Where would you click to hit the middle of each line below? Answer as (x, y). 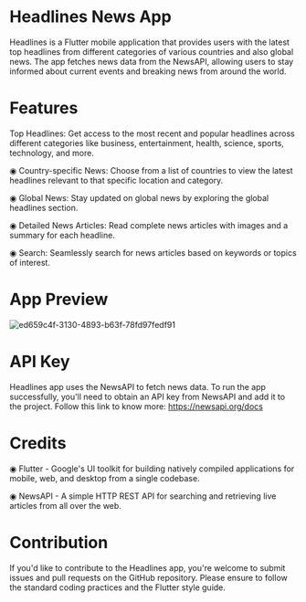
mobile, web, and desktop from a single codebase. (105, 478)
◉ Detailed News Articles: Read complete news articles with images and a (149, 225)
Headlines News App (90, 17)
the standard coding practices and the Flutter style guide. (118, 587)
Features (44, 108)
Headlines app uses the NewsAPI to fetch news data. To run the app (138, 386)
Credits (38, 443)
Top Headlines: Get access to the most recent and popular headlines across (152, 133)
